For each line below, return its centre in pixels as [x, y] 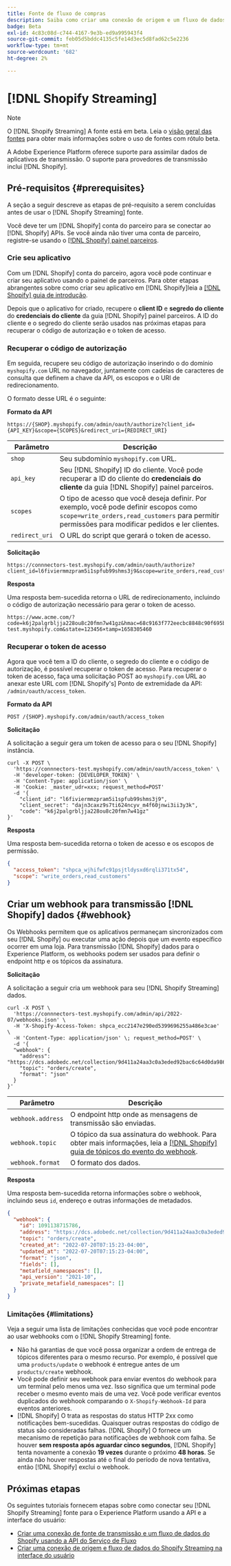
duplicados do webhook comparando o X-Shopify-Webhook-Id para [111, 1401]
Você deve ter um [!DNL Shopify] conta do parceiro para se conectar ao [109, 226]
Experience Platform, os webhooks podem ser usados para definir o [103, 953]
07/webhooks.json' [33, 1020]
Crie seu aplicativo [39, 258]
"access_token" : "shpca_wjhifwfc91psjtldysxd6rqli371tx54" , [101, 870]
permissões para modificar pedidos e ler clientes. [139, 524]
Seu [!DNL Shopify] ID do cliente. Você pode [131, 470]
